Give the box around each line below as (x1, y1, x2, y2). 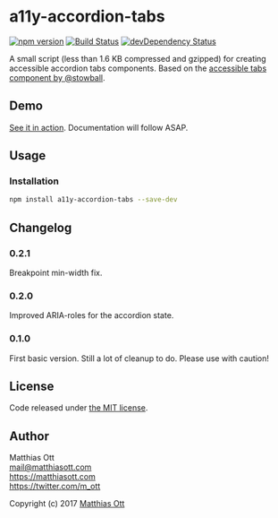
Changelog (9, 220, 72, 235)
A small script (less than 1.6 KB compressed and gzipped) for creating (9, 53, 266, 64)
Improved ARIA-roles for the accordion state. (9, 310, 174, 321)
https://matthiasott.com (9, 471, 96, 482)
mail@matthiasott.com (9, 462, 92, 472)
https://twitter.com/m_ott (9, 481, 101, 492)
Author (9, 428, 49, 444)
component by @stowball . (9, 72, 105, 82)
